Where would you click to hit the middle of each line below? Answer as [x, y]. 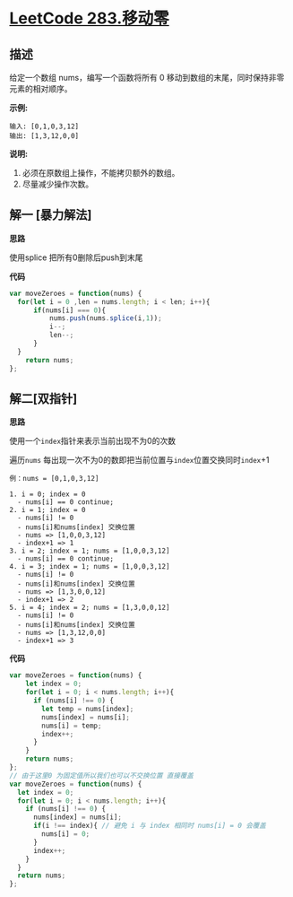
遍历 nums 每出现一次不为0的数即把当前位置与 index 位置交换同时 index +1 [139, 460]
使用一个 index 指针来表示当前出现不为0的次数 [93, 441]
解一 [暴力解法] [51, 215]
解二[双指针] [43, 399]
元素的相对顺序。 [41, 89]
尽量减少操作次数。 [58, 184]
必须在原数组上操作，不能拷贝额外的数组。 [101, 173]
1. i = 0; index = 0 [48, 494]
